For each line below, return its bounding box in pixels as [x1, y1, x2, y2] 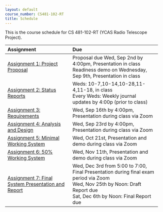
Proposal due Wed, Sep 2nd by [72, 54, 143, 61]
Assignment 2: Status [7, 87, 57, 93]
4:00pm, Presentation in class [72, 60, 141, 67]
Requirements [7, 113, 39, 120]
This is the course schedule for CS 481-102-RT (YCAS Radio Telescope [5, 30, 147, 35]
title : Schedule [5, 16, 38, 21]
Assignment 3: [7, 106, 41, 113]
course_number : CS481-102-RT [5, 12, 64, 17]
